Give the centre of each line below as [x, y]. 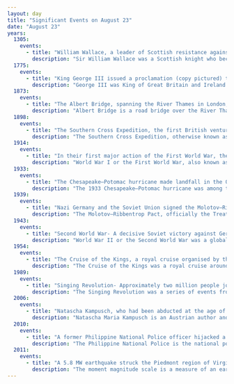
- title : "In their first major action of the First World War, [121, 156]
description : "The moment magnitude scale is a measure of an [124, 369]
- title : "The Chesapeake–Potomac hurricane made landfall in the [124, 182]
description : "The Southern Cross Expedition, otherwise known [126, 136]
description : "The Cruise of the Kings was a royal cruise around [131, 266]
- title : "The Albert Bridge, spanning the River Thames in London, [127, 104]
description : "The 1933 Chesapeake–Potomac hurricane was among [127, 189]
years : [17, 33]
